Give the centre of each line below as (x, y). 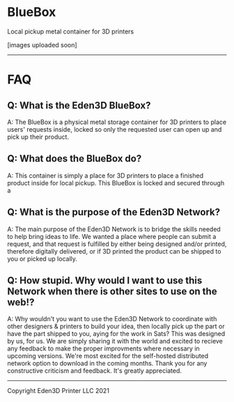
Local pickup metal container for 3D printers (71, 31)
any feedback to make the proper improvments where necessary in (103, 348)
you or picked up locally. (42, 258)
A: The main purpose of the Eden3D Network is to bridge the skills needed (114, 229)
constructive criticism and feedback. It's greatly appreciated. (95, 371)
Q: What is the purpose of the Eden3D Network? (114, 212)
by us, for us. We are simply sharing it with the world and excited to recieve (115, 341)
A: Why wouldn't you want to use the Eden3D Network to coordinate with (112, 319)
